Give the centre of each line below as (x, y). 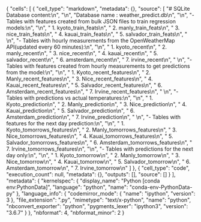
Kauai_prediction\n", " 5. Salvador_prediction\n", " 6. (70, 111)
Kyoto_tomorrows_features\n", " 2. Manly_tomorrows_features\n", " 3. (91, 130)
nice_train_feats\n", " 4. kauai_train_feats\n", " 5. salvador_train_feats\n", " (97, 34)
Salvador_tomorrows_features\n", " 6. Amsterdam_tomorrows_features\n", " (99, 142)
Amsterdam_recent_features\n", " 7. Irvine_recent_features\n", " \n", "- (92, 91)
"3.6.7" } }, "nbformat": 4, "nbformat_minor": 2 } (65, 213)
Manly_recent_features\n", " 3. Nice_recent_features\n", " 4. (79, 79)
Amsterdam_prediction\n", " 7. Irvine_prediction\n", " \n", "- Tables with (94, 117)
